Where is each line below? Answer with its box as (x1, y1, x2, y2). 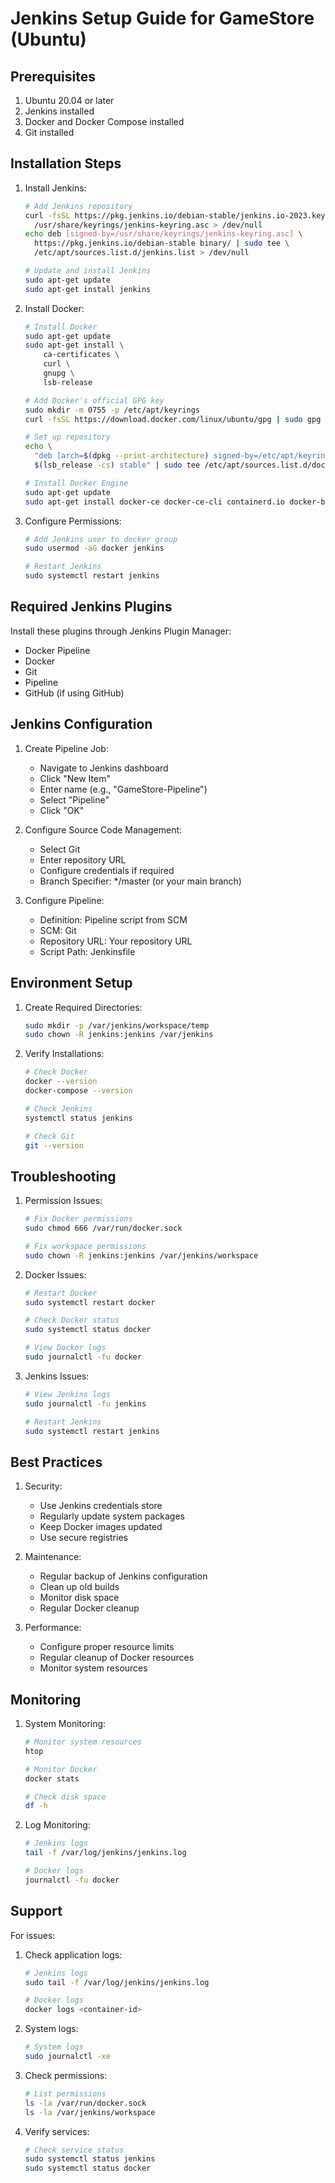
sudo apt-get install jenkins (24, 284, 152, 294)
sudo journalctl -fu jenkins (24, 1398, 147, 1409)
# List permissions (24, 2088, 107, 2099)
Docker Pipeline (24, 644, 91, 656)
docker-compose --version (24, 1086, 133, 1096)
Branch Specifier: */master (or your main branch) (39, 875, 242, 887)
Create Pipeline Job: (24, 742, 109, 754)
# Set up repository (24, 432, 111, 442)
